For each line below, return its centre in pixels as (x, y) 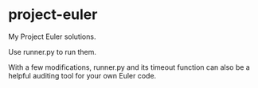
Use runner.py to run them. (53, 52)
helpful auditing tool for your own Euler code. (82, 75)
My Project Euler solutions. (52, 36)
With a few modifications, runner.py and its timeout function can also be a (129, 67)
